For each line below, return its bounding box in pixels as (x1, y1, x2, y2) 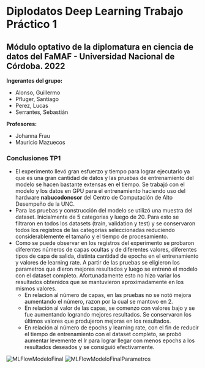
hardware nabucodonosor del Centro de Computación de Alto (15, 194, 173, 201)
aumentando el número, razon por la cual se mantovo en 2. (24, 298, 173, 306)
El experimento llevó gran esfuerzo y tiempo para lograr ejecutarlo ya (15, 168, 190, 175)
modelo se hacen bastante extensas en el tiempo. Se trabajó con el (15, 181, 185, 188)
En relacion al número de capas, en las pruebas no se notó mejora (24, 291, 192, 299)
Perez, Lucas (15, 102, 49, 109)
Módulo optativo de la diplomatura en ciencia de (6, 42, 194, 52)
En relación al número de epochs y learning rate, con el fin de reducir (24, 324, 199, 331)
